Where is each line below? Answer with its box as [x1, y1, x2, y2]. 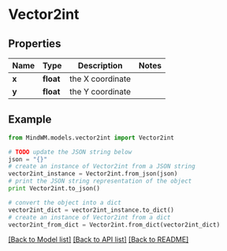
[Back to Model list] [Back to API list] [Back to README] [8, 234, 189, 245]
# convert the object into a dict [8, 198, 122, 206]
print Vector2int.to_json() [8, 185, 101, 193]
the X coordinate [69, 73, 132, 84]
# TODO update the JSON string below [8, 148, 132, 156]
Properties [8, 37, 61, 50]
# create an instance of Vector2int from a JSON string [8, 163, 195, 171]
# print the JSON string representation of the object [8, 177, 192, 186]
